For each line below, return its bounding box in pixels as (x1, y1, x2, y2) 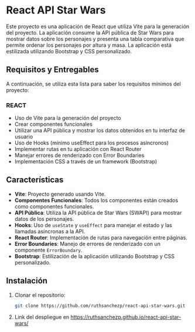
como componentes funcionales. (14, 203, 94, 210)
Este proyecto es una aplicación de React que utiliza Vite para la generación (6, 23, 190, 30)
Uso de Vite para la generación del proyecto (14, 115, 121, 122)
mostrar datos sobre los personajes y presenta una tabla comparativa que (6, 35, 184, 42)
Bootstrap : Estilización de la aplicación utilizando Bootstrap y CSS (14, 252, 175, 259)
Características (6, 175, 64, 185)
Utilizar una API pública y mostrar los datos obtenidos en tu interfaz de (14, 127, 186, 134)
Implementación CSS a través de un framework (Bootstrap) (14, 158, 158, 165)
